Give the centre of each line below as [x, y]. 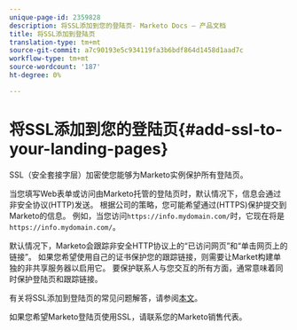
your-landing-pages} [89, 149]
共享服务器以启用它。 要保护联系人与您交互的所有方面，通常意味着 [154, 268]
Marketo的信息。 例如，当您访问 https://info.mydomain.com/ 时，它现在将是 [147, 216]
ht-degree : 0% [35, 75]
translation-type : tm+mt [55, 42]
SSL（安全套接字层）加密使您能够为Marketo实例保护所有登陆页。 [129, 175]
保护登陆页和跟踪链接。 [59, 279]
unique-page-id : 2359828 [55, 17]
